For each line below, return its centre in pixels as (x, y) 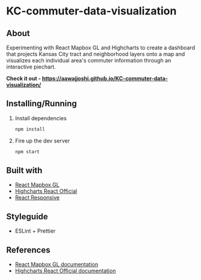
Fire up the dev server (42, 141)
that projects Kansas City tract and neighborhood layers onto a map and (96, 54)
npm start (27, 151)
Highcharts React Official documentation (65, 271)
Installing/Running (42, 104)
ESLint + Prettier (35, 231)
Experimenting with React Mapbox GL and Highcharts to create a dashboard (101, 47)
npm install (30, 129)
